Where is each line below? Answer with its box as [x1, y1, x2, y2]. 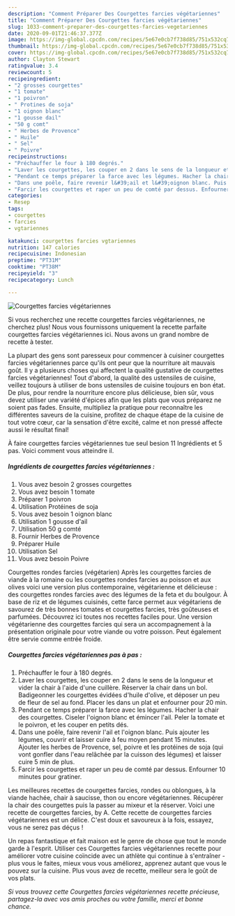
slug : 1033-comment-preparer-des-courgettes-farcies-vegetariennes [8, 23, 209, 30]
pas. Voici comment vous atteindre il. [8, 446, 114, 455]
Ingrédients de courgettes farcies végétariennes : [8, 462, 156, 471]
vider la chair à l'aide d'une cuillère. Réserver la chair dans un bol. [17, 683, 208, 692]
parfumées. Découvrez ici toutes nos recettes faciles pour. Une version [8, 613, 213, 621]
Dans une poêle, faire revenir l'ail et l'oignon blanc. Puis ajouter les [17, 728, 210, 736]
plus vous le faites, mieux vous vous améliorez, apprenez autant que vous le [8, 859, 227, 867]
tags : [8, 206, 24, 213]
